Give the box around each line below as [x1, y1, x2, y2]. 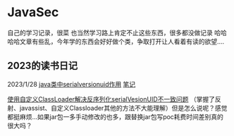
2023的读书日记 [7, 60, 78, 72]
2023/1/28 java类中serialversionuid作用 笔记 [7, 80, 136, 88]
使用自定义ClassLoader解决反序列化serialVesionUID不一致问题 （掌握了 [7, 94, 215, 103]
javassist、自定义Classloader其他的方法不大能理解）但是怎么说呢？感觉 [19, 104, 228, 112]
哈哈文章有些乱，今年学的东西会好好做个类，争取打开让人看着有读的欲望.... [7, 37, 225, 46]
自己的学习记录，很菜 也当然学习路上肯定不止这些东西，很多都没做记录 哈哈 [7, 28, 227, 37]
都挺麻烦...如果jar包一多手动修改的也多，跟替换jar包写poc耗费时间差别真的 [7, 112, 224, 120]
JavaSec [7, 4, 59, 20]
